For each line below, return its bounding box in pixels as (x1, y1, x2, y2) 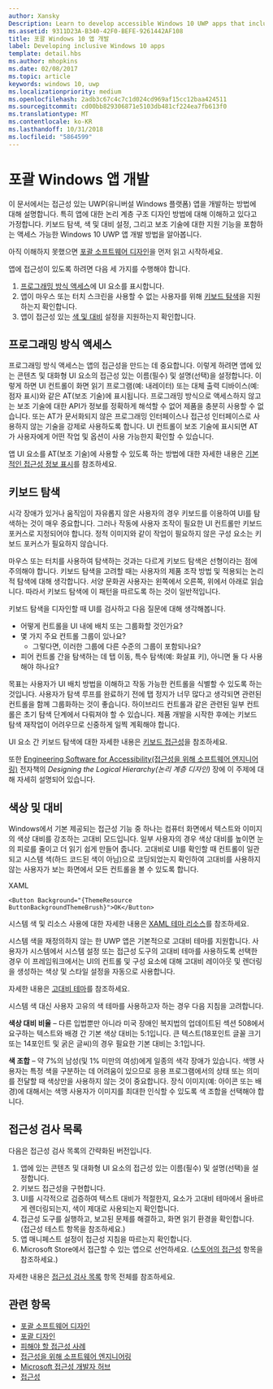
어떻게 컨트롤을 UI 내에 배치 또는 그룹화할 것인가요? (19, 621, 184, 631)
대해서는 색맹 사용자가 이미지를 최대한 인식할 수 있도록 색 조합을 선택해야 (25, 1087, 256, 1096)
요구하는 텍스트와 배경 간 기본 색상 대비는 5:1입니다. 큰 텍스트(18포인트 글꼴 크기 (8, 1029, 262, 1038)
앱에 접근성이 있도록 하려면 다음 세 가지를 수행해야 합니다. (8, 263, 191, 273)
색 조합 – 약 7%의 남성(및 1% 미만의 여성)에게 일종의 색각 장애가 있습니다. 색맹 (8, 1056, 256, 1066)
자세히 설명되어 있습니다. (16, 775, 96, 784)
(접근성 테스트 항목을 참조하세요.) (19, 1224, 126, 1234)
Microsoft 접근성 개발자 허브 (19, 1361, 111, 1371)
